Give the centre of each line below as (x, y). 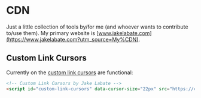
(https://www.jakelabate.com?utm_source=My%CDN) (72, 39)
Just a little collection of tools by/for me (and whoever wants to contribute (97, 27)
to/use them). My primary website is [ (52, 33)
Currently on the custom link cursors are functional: (70, 72)
